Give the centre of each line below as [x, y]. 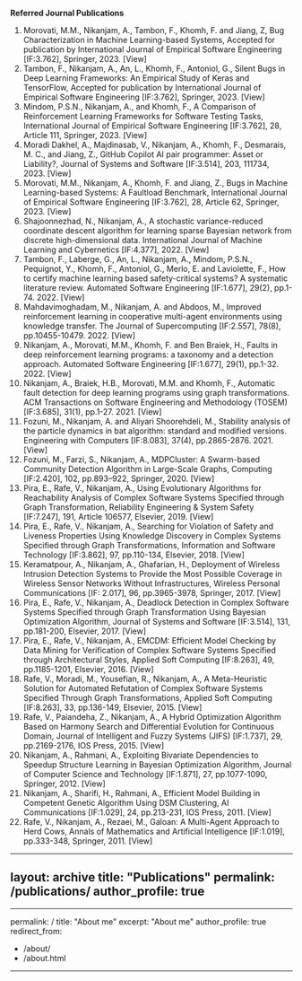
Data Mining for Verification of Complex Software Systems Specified [150, 650]
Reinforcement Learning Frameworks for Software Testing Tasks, [143, 116]
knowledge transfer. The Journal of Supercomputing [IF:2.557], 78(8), [152, 326]
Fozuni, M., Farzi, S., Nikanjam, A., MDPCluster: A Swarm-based [142, 460]
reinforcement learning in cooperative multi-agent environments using [153, 316]
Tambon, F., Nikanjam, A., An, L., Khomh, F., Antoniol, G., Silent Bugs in [154, 68]
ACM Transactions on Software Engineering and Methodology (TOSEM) [155, 402]
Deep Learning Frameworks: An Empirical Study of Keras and [136, 78]
